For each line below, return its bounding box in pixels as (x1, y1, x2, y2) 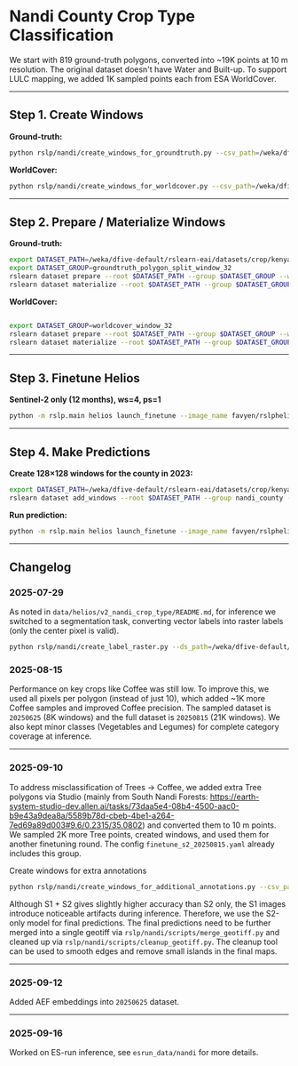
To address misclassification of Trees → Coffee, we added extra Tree (9, 781, 262, 792)
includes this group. (9, 847, 82, 859)
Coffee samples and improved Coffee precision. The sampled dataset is (9, 702, 271, 713)
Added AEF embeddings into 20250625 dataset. (9, 996, 180, 1006)
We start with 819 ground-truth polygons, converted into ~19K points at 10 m (9, 54, 288, 65)
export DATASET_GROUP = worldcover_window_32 (9, 321, 173, 330)
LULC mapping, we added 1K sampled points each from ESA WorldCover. (9, 73, 277, 84)
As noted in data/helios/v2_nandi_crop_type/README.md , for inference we (9, 606, 277, 617)
